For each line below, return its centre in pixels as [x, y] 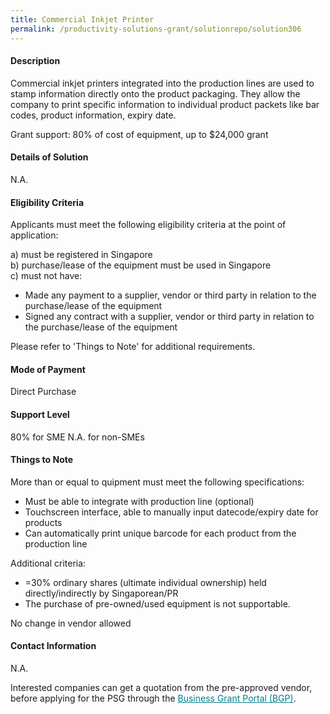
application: [34, 235]
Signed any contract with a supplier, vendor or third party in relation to [169, 317]
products [43, 522]
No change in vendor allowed [71, 623]
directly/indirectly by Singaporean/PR [101, 593]
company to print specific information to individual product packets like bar [165, 104]
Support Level [40, 414]
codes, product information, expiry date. [93, 115]
